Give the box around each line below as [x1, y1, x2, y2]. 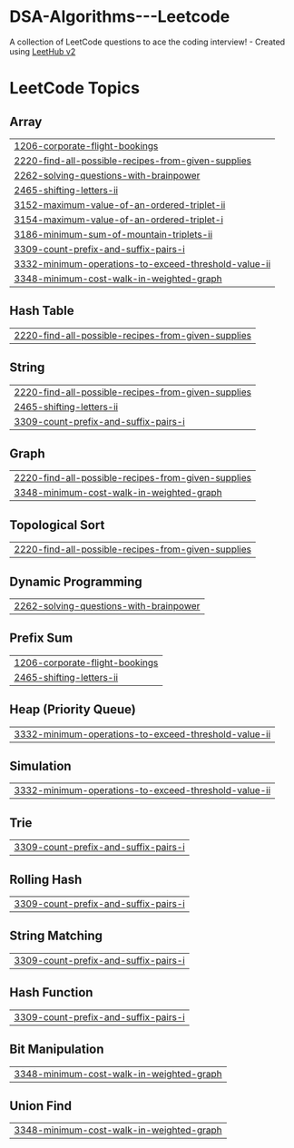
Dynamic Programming [9, 574, 142, 589]
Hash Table [9, 303, 74, 319]
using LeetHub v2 [9, 45, 76, 56]
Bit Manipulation [9, 1042, 104, 1057]
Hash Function [9, 985, 93, 1000]
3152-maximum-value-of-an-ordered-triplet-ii [14, 198, 226, 211]
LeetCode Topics [9, 78, 141, 99]
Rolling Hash [9, 871, 83, 887]
